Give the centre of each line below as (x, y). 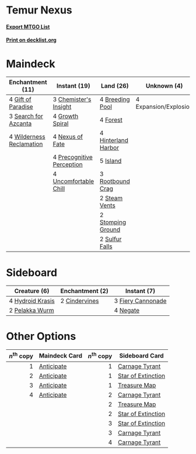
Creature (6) (32, 291)
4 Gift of (20, 99)
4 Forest (111, 120)
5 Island (111, 161)
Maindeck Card (61, 356)
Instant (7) (140, 291)
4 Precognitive (73, 157)
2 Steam (111, 198)
